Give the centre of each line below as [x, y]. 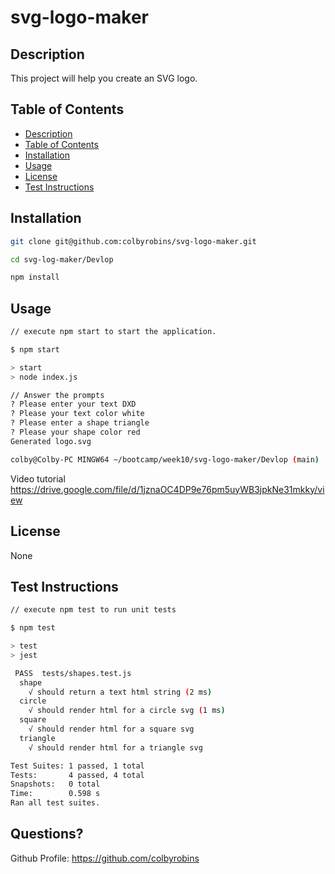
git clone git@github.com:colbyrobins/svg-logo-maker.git [133, 241]
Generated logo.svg [51, 441]
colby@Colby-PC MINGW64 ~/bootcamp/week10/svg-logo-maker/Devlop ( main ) [165, 459]
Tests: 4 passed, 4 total [77, 775]
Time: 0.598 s [55, 794]
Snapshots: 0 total [55, 784]
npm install [35, 277]
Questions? [47, 834]
